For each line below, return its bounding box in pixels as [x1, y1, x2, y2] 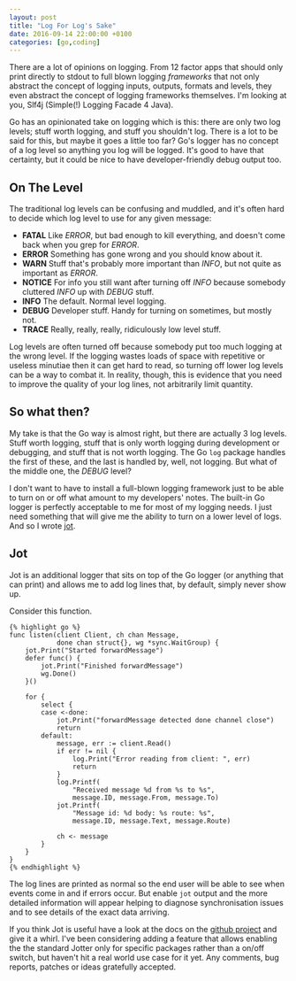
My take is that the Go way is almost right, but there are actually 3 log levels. [9, 428, 287, 438]
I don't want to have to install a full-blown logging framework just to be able [9, 483, 285, 493]
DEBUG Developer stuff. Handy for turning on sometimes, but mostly [21, 305, 272, 316]
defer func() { [25, 653, 81, 662]
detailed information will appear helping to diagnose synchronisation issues [9, 897, 285, 908]
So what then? [9, 405, 90, 420]
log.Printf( [56, 777, 101, 786]
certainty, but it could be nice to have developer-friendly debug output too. [9, 154, 282, 165]
